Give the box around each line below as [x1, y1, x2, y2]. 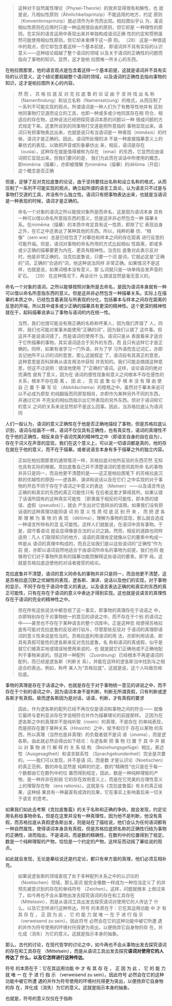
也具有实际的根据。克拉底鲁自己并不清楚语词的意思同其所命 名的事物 [17, 464, 163, 469]
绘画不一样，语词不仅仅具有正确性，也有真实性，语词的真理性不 [32, 427, 167, 433]
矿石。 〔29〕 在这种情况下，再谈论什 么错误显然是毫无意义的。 [17, 273, 153, 279]
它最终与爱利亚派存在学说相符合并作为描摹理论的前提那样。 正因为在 [17, 712, 163, 718]
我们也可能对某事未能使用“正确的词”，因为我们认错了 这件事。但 [27, 326, 163, 333]
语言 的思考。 [22, 795, 51, 802]
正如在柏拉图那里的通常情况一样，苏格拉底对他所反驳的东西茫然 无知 [17, 457, 163, 463]
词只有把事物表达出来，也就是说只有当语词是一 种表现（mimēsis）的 [17, 129, 162, 135]
